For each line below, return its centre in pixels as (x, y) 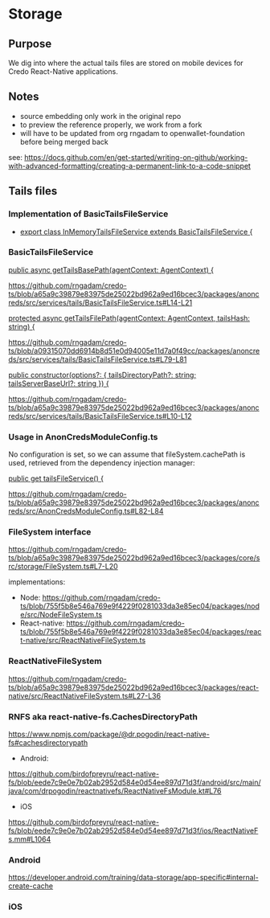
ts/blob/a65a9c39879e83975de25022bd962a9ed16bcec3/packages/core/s (134, 558)
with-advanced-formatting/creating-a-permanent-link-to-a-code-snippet (130, 166)
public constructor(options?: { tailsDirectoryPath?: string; (102, 375)
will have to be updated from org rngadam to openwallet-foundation (132, 133)
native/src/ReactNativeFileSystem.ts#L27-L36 (85, 695)
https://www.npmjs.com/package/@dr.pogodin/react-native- (109, 734)
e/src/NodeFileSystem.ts (61, 615)
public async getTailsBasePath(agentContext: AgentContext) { (111, 269)
